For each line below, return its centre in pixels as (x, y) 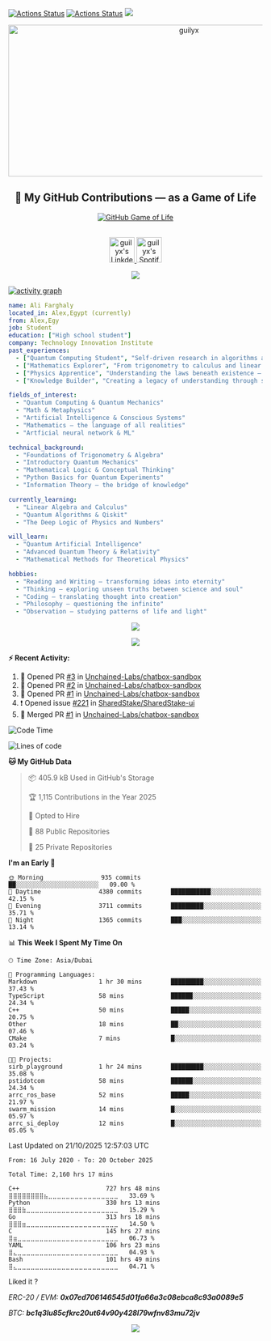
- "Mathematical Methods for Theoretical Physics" (102, 560)
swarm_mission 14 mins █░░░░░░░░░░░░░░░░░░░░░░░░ (135, 1110)
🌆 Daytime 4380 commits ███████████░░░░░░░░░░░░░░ (135, 892)
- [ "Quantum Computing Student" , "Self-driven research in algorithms (137, 358)
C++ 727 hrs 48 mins (84, 1189)
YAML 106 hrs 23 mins (84, 1246)
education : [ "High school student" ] (70, 336)
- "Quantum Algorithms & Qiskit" (72, 515)
